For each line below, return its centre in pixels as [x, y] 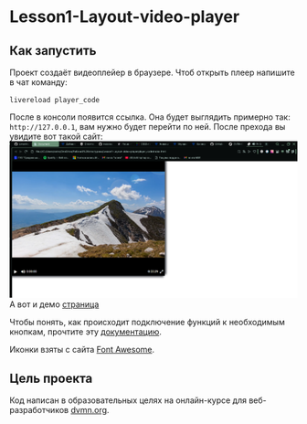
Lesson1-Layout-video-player [125, 17]
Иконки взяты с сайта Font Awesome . [82, 350]
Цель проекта [51, 378]
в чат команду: [39, 82]
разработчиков [39, 410]
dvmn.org [89, 410]
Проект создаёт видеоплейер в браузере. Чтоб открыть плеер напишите [152, 72]
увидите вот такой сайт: [56, 136]
